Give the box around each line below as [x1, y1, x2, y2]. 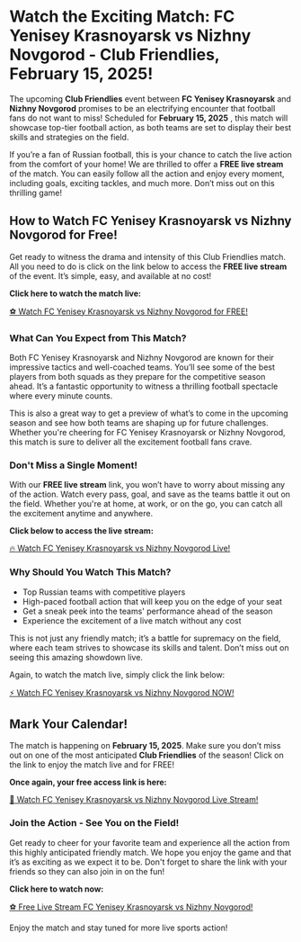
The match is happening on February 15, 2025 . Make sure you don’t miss [9, 740, 281, 751]
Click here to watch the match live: [9, 288, 142, 299]
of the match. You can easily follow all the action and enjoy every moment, [9, 168, 285, 179]
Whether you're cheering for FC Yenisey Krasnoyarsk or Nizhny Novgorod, [9, 427, 286, 438]
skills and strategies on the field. [9, 131, 129, 142]
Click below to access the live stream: [9, 525, 155, 536]
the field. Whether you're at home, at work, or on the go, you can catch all [9, 498, 283, 509]
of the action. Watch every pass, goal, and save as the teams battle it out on [9, 489, 290, 500]
